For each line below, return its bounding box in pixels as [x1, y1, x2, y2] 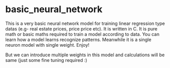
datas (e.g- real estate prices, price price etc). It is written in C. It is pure [5, 25, 158, 31]
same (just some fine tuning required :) [5, 57, 88, 63]
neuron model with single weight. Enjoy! [5, 42, 90, 48]
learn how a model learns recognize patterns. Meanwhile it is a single [5, 37, 152, 43]
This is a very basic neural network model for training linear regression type [5, 20, 165, 26]
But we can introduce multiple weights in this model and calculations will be [5, 52, 165, 58]
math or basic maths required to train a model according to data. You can [5, 31, 160, 37]
